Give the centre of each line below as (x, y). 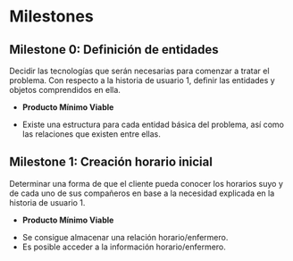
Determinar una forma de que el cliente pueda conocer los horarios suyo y (146, 183)
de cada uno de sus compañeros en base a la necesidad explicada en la (142, 193)
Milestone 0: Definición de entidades (114, 50)
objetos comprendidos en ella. (65, 90)
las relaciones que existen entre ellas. (91, 134)
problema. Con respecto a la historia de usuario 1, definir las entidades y (142, 80)
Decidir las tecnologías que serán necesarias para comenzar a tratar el (139, 71)
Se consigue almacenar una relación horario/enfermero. (125, 237)
